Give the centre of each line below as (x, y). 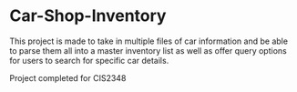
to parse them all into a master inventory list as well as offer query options (148, 50)
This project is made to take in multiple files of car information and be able (149, 41)
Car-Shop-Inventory (88, 16)
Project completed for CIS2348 (68, 77)
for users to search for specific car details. (89, 60)
